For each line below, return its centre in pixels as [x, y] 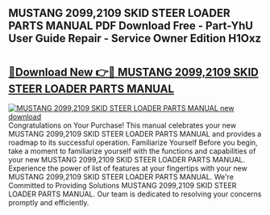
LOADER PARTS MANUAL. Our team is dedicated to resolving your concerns [135, 194]
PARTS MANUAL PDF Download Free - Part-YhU [131, 26]
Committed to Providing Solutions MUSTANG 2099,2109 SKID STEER [123, 185]
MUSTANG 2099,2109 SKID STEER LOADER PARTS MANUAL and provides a [135, 134]
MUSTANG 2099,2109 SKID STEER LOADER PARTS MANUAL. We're [121, 177]
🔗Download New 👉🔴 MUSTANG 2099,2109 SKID [134, 72]
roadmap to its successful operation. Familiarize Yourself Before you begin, [133, 142]
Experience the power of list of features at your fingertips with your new [128, 168]
